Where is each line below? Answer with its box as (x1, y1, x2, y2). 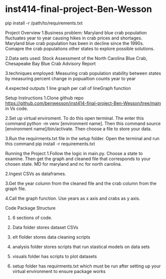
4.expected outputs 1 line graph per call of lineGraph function (5, 85, 131, 91)
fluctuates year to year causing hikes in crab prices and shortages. (5, 35, 143, 41)
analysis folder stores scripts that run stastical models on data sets (12, 244, 150, 250)
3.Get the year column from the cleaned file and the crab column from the (5, 180, 157, 186)
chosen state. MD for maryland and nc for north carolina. (5, 161, 122, 167)
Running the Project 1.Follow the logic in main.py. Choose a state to (5, 150, 143, 156)
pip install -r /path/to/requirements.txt (5, 20, 83, 26)
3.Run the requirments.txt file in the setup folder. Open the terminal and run (5, 135, 160, 141)
